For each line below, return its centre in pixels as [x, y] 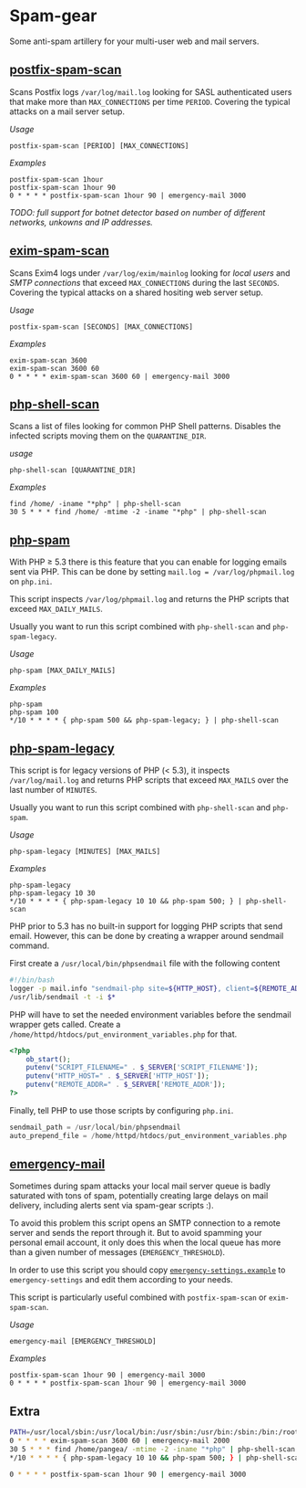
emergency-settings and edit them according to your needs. [122, 1280]
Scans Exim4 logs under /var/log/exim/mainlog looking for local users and [150, 273]
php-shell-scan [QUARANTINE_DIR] [73, 470]
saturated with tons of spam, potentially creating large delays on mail [139, 1196]
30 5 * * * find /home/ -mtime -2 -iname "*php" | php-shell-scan [138, 512]
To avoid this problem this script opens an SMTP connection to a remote [145, 1223]
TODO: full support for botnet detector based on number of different [138, 212]
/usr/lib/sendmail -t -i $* [63, 997]
